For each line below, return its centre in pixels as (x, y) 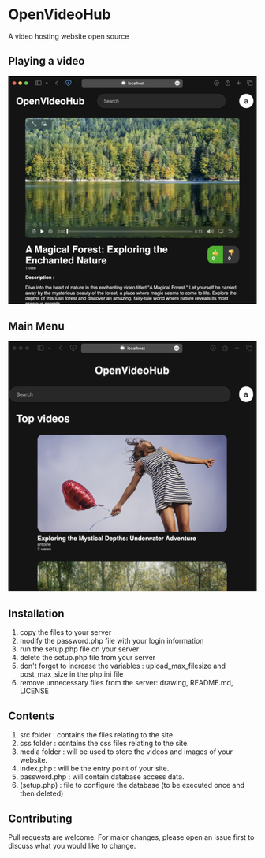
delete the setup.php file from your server (88, 658)
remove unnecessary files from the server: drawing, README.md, (126, 683)
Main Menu (36, 326)
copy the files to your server (65, 632)
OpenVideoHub (60, 15)
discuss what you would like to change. (72, 846)
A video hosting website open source (69, 36)
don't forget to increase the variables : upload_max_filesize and (123, 666)
